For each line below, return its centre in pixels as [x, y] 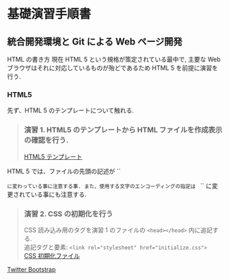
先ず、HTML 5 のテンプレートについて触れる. [71, 110]
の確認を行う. [46, 140]
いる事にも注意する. [58, 194]
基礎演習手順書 [49, 14]
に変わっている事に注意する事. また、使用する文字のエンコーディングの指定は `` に [110, 185]
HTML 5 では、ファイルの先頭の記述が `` [64, 171]
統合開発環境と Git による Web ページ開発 [95, 42]
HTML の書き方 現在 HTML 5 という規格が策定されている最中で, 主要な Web [114, 59]
